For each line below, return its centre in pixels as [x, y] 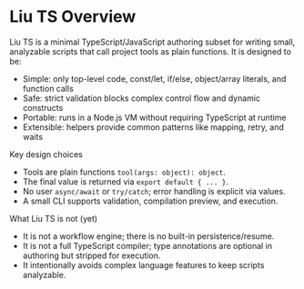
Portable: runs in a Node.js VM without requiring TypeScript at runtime [154, 117]
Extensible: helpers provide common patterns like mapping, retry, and [153, 127]
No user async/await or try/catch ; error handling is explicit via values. [154, 191]
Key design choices [46, 154]
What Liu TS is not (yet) [54, 218]
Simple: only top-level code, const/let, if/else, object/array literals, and [154, 78]
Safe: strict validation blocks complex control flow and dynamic [142, 98]
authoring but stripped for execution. [91, 255]
